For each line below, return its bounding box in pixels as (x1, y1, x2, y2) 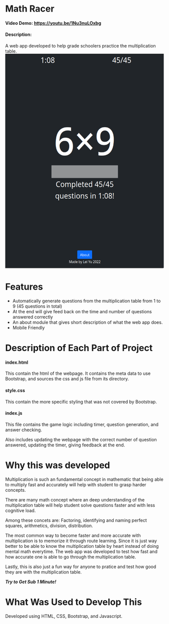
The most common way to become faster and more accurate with (5, 532, 141, 538)
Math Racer (5, 3, 54, 15)
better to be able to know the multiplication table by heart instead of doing (5, 543, 159, 549)
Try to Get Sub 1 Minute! (5, 579, 57, 585)
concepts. (5, 487, 26, 493)
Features (5, 281, 43, 293)
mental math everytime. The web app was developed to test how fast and (5, 548, 157, 554)
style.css (5, 387, 25, 393)
